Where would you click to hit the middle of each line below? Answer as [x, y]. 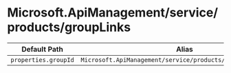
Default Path [42, 49]
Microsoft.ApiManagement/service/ [113, 13]
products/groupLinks [69, 27]
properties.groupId [42, 60]
